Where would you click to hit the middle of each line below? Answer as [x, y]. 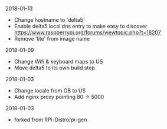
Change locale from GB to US [50, 90]
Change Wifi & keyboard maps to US [58, 62]
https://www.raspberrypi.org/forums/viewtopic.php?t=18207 [88, 32]
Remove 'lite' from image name [52, 39]
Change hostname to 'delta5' [49, 20]
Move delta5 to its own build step [54, 68]
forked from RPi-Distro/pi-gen [50, 120]
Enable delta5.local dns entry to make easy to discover [81, 26]
